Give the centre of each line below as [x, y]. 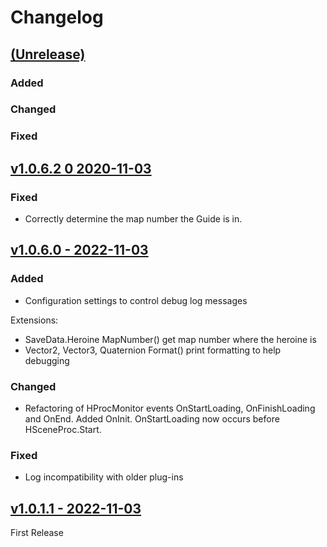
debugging [47, 360]
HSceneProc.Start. [63, 430]
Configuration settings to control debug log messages [136, 300]
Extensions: [34, 320]
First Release [37, 533]
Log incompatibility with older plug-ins [104, 477]
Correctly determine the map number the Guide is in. [133, 219]
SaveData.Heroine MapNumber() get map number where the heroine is [170, 339]
